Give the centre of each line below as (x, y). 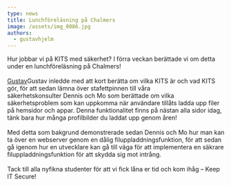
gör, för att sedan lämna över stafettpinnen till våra (79, 89)
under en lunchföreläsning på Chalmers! (64, 66)
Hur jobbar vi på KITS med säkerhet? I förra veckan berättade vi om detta (111, 59)
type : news (23, 13)
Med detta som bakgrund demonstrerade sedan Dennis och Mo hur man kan (116, 133)
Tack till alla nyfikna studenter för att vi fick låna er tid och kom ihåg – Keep (114, 169)
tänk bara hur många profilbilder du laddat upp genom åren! (92, 118)
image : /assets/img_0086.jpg (49, 26)
